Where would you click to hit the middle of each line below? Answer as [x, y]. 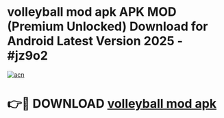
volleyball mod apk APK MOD [92, 12]
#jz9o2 [27, 56]
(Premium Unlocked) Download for [108, 26]
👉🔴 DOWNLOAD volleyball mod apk [112, 104]
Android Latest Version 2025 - [95, 41]
